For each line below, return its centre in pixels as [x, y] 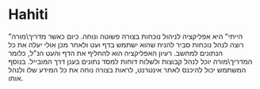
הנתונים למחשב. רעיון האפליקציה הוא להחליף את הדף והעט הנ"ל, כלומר [116, 53]
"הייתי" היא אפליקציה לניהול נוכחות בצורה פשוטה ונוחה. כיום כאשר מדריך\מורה [126, 36]
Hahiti [29, 15]
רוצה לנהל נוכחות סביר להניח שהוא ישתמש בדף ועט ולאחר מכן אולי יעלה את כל [126, 44]
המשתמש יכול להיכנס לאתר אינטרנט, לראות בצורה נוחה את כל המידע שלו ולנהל [127, 69]
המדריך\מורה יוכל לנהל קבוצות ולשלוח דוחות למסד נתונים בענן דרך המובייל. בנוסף [130, 61]
